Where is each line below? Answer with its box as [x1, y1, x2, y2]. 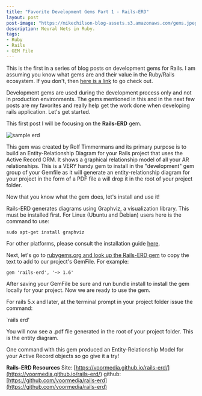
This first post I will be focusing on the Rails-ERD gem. [6, 120, 142, 127]
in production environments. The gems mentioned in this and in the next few [6, 95, 195, 102]
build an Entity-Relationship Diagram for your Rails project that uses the [6, 149, 183, 156]
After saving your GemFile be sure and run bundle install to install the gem [6, 280, 190, 287]
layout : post [6, 14, 39, 20]
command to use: [6, 217, 50, 224]
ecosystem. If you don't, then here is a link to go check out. [6, 77, 153, 84]
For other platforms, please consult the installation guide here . [6, 240, 161, 247]
